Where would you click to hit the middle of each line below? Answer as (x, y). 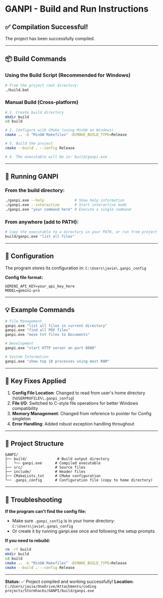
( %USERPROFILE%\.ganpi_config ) (43, 398)
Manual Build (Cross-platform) (42, 102)
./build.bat (17, 90)
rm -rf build (18, 550)
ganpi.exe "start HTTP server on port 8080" (51, 348)
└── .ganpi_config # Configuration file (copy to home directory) (79, 480)
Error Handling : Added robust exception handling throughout (73, 423)
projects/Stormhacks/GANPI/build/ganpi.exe (50, 591)
